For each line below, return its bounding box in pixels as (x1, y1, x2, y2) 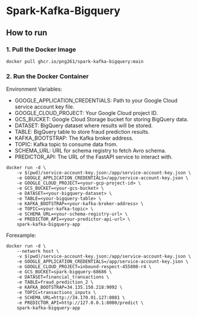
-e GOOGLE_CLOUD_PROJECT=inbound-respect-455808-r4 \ (17, 264, 152, 270)
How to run (6, 28, 48, 38)
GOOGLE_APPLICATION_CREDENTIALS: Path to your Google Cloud (14, 97, 178, 104)
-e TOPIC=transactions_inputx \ (17, 290, 96, 296)
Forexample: (6, 232, 37, 239)
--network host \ (17, 249, 60, 255)
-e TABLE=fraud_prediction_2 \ (17, 279, 94, 285)
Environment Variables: (6, 85, 63, 93)
